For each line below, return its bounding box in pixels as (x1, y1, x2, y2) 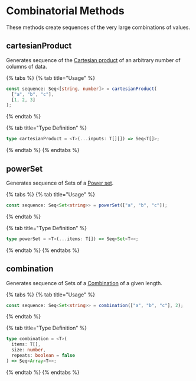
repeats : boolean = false (11, 353, 76, 359)
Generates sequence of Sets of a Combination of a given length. (6, 279, 162, 286)
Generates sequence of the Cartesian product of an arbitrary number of (6, 56, 181, 63)
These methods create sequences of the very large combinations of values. (6, 24, 191, 31)
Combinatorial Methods (6, 4, 125, 18)
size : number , (11, 347, 46, 353)
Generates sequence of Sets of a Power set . (6, 179, 114, 186)
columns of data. (6, 63, 47, 70)
